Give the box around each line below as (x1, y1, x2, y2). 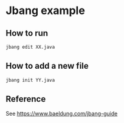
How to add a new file (5, 61, 89, 71)
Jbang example (5, 4, 86, 18)
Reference (5, 94, 46, 104)
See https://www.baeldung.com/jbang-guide (5, 110, 118, 118)
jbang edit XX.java (5, 44, 55, 50)
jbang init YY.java (5, 77, 55, 83)
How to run (5, 28, 49, 38)
